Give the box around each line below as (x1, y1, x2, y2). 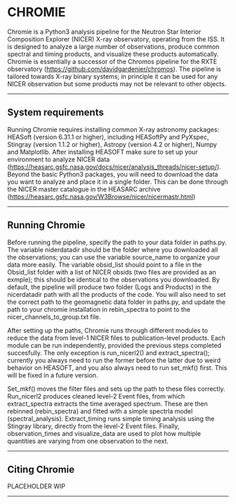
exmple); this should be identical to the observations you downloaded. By (7, 275, 220, 284)
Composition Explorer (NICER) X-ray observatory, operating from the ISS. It (7, 34, 225, 43)
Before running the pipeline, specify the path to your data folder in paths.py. (7, 238, 227, 246)
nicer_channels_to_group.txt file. (7, 312, 101, 321)
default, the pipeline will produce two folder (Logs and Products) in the (7, 282, 212, 291)
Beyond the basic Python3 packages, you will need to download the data (7, 170, 218, 178)
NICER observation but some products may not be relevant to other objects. (7, 79, 227, 88)
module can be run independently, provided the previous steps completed (7, 341, 222, 350)
